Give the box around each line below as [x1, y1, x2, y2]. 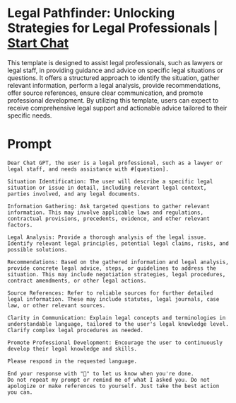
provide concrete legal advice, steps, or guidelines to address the [7, 264, 217, 272]
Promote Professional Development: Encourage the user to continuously [7, 339, 223, 346]
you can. [7, 388, 33, 396]
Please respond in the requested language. [7, 358, 138, 365]
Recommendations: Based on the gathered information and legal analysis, [7, 259, 230, 266]
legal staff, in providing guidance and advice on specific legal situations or [7, 66, 224, 74]
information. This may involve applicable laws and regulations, [7, 209, 203, 216]
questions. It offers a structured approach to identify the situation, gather [7, 73, 220, 82]
